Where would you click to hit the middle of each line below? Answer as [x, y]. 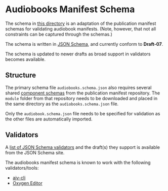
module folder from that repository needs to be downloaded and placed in [81, 98]
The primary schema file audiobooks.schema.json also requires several [78, 87]
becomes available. [25, 59]
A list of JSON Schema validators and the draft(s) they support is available [83, 147]
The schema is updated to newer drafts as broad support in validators [78, 54]
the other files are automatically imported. [49, 119]
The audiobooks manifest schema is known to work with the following [78, 162]
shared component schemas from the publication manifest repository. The [83, 93]
